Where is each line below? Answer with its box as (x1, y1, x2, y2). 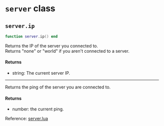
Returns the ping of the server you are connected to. (5, 84, 111, 90)
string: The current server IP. (12, 70, 70, 76)
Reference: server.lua (5, 116, 48, 122)
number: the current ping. (12, 106, 64, 112)
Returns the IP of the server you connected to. (5, 42, 99, 49)
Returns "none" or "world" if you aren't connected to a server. (5, 48, 130, 54)
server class (5, 3, 56, 14)
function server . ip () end (5, 34, 58, 39)
